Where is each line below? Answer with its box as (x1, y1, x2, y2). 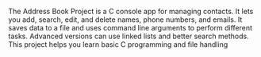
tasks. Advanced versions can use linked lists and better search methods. (8, 31, 249, 41)
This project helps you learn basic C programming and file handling (8, 40, 228, 49)
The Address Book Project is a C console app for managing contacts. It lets (8, 7, 254, 16)
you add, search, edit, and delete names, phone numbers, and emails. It (8, 15, 243, 24)
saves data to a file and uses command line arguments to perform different (8, 23, 252, 32)
